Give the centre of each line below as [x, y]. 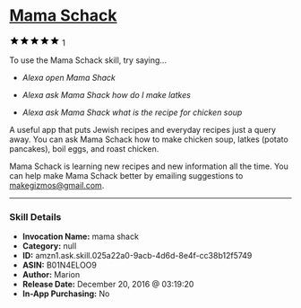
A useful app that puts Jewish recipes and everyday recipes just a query [142, 129]
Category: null [49, 246]
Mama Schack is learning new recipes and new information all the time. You [149, 166]
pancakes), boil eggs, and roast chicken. [84, 148]
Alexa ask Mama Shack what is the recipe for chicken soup [132, 112]
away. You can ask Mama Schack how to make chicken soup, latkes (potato [149, 139]
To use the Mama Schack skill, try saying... [88, 60]
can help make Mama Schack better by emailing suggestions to [126, 175]
